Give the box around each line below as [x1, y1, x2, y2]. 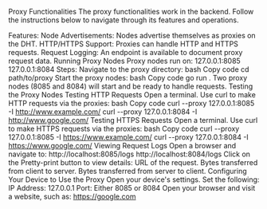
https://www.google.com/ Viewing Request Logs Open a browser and [8, 141, 237, 150]
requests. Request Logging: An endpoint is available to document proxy [8, 48, 243, 57]
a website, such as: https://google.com [8, 191, 136, 201]
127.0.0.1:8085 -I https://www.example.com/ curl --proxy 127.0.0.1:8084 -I [8, 132, 249, 142]
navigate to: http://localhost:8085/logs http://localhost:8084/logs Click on [8, 149, 251, 159]
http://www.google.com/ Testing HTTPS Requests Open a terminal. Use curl [8, 116, 258, 124]
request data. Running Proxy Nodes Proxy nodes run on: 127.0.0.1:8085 [8, 56, 241, 65]
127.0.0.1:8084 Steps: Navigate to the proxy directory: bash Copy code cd [8, 65, 249, 74]
